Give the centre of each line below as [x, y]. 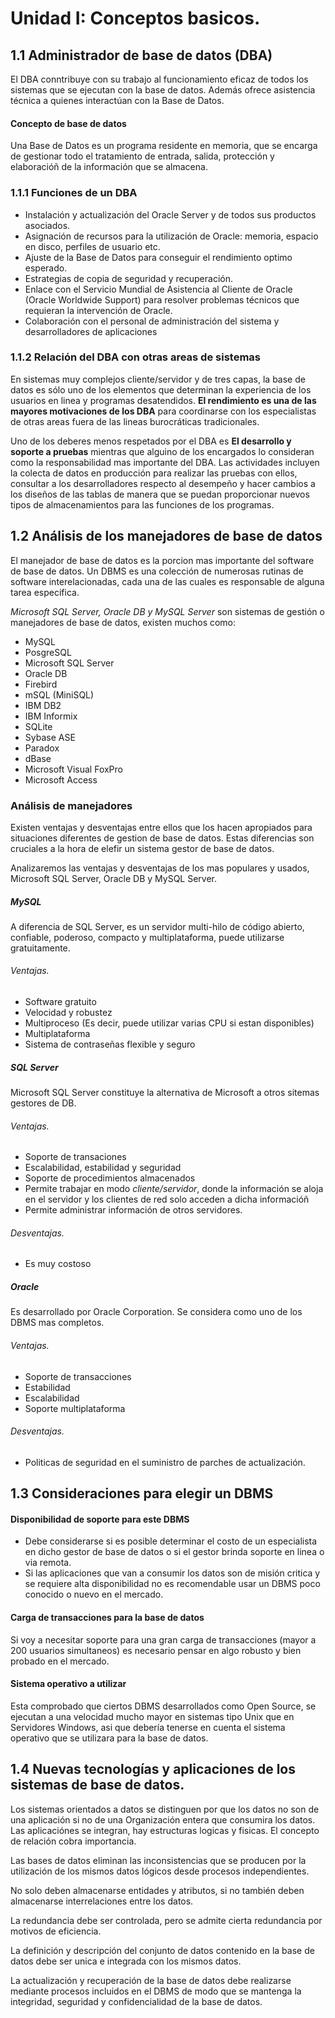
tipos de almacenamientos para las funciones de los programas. [142, 504]
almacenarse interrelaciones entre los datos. [102, 1901]
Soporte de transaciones [75, 1157]
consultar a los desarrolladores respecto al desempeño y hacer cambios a [163, 483]
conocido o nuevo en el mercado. [94, 1594]
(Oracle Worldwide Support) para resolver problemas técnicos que [162, 299]
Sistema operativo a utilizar [68, 1684]
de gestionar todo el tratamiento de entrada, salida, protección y [142, 156]
